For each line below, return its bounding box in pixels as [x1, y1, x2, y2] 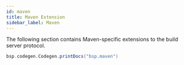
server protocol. [6, 42, 46, 49]
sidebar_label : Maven [6, 19, 60, 25]
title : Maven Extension [6, 14, 66, 20]
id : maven [6, 8, 31, 15]
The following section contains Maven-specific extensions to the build [6, 36, 179, 43]
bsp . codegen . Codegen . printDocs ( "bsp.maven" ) [6, 54, 118, 60]
